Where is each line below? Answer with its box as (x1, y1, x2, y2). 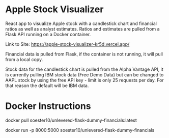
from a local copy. (5, 56, 43, 62)
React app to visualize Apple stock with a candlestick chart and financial (5, 20, 157, 26)
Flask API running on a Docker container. (5, 31, 91, 37)
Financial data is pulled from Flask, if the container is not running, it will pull (5, 51, 163, 57)
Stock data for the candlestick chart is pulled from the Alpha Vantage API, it (5, 66, 164, 72)
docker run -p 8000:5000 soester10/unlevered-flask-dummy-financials (5, 127, 155, 133)
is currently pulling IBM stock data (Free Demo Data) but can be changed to (5, 71, 164, 77)
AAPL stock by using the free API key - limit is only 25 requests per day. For (5, 77, 164, 83)
